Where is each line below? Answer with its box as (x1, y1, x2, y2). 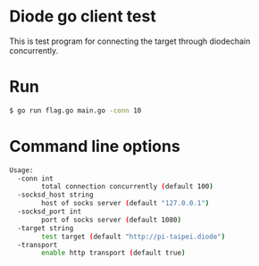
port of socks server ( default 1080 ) (41, 215, 181, 224)
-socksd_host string (17, 190, 94, 200)
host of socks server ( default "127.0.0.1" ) (41, 199, 210, 208)
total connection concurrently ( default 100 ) (41, 182, 214, 191)
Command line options (9, 136, 180, 156)
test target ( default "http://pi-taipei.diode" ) (41, 232, 226, 241)
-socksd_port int (17, 207, 82, 216)
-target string (17, 223, 74, 233)
